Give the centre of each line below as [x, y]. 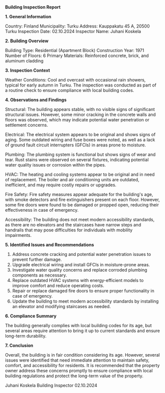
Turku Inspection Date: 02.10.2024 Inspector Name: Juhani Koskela [73, 31]
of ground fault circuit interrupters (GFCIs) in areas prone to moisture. [76, 145]
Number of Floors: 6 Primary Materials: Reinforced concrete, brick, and [77, 56]
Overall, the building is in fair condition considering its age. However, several [82, 355]
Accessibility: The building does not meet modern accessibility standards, [80, 220]
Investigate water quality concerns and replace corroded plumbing [80, 270]
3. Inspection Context [27, 70]
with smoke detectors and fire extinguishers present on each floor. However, [82, 199]
